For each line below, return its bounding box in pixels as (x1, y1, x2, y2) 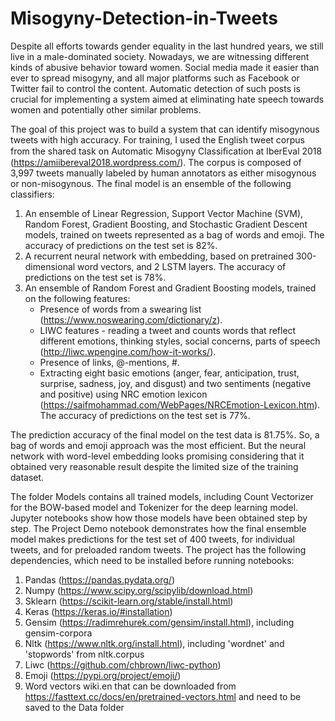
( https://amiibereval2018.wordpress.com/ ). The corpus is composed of (10, 156, 302, 168)
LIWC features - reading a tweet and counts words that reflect (39, 324, 297, 336)
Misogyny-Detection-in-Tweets (10, 7, 278, 30)
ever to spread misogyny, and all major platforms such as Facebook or (10, 72, 300, 84)
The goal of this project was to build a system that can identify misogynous (10, 123, 320, 135)
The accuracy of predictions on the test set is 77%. (39, 409, 251, 421)
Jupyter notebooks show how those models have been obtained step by (10, 512, 308, 524)
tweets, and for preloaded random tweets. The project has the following (10, 543, 307, 556)
